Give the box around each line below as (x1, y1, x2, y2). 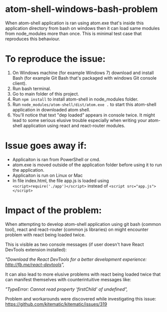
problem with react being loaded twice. (5, 231, 86, 237)
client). (12, 80, 27, 86)
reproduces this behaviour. (5, 36, 61, 42)
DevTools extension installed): (5, 246, 67, 252)
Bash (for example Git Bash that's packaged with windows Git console (12, 75, 157, 81)
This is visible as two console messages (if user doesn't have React (5, 241, 144, 247)
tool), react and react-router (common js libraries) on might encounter (5, 226, 149, 232)
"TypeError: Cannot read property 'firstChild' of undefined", (5, 286, 128, 292)
